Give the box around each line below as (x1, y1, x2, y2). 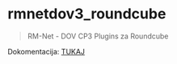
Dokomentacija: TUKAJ (7, 46, 86, 56)
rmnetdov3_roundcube (7, 5, 166, 23)
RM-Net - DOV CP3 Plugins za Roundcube (27, 31, 169, 41)
